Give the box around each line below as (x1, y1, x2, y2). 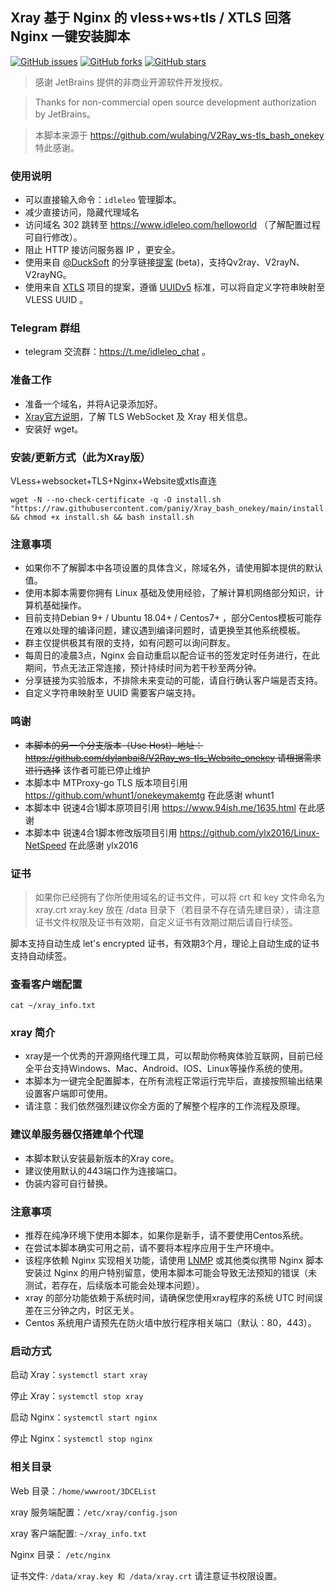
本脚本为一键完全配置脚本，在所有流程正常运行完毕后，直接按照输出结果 (24, 1075, 323, 1087)
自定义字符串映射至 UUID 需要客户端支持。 (24, 687, 202, 699)
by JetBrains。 (34, 108, 96, 120)
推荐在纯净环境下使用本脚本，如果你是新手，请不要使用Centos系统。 (24, 1229, 309, 1242)
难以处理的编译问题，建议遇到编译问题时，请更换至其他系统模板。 (33, 624, 306, 637)
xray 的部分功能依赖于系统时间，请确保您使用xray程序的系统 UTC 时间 (24, 1292, 315, 1304)
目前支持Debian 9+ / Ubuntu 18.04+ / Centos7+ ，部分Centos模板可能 (24, 612, 313, 624)
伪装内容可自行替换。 (24, 1177, 113, 1189)
